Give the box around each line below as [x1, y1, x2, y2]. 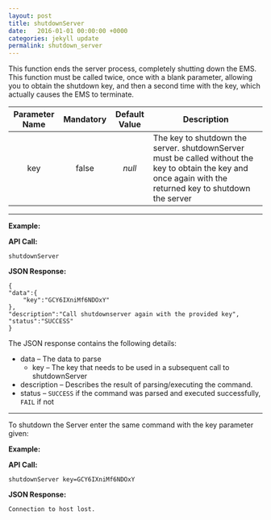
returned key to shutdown [152, 183, 251, 194]
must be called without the [152, 152, 254, 164]
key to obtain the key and [152, 163, 248, 174]
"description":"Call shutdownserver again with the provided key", [8, 310, 240, 318]
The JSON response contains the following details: [8, 339, 177, 348]
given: [8, 429, 30, 439]
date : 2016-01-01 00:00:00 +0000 [8, 27, 128, 35]
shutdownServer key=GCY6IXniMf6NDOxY [8, 476, 135, 484]
